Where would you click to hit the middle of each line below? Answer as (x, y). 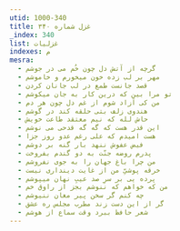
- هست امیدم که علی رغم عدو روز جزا (87, 136)
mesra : (22, 60)
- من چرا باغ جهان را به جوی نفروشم (87, 161)
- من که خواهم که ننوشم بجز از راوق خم (93, 187)
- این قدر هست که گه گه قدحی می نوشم (89, 128)
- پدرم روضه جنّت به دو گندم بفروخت (85, 153)
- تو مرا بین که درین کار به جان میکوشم (95, 94)
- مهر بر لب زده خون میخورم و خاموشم (89, 77)
